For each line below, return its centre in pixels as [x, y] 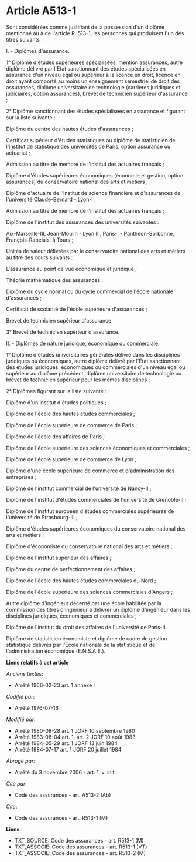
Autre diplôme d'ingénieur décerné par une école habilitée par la [84, 603]
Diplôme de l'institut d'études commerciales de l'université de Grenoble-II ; [96, 499]
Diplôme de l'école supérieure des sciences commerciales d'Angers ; [90, 592]
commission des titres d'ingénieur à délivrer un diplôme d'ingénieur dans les [98, 609]
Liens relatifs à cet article [37, 662]
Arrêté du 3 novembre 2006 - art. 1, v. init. [65, 772]
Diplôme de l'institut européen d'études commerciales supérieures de [90, 511]
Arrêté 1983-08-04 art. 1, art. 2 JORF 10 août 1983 [75, 737]
